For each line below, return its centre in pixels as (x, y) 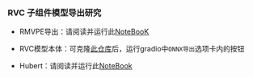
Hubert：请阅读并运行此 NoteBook (76, 66)
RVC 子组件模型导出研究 (55, 12)
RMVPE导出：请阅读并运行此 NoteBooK (84, 32)
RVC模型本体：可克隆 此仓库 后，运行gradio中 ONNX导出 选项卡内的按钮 (132, 49)
